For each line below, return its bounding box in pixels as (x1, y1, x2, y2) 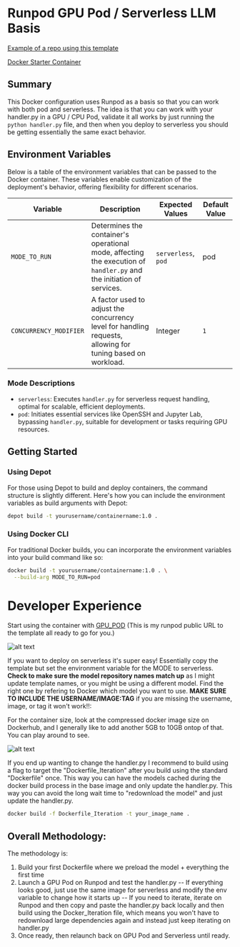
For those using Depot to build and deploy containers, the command (7, 483, 209, 492)
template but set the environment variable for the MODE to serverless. (7, 664, 214, 673)
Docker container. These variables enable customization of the (7, 175, 192, 184)
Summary (7, 79, 52, 91)
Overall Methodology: (7, 830, 107, 842)
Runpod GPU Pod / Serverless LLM (7, 5, 216, 21)
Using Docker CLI (7, 529, 69, 539)
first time (17, 871, 44, 879)
